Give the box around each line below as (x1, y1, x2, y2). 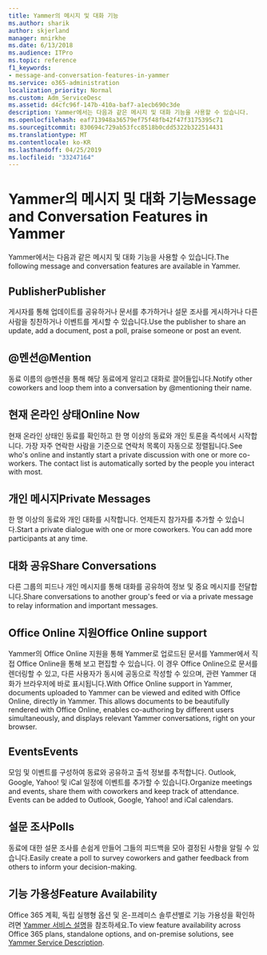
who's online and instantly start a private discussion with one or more (8, 449, 237, 459)
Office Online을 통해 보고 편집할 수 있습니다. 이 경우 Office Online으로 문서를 (16, 659, 258, 669)
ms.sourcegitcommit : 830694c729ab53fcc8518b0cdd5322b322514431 (8, 123, 224, 131)
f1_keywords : (8, 64, 52, 72)
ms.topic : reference (8, 57, 78, 65)
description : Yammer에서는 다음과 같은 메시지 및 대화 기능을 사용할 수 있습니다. (8, 109, 249, 117)
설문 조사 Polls (8, 820, 74, 834)
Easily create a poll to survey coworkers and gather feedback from (29, 852, 249, 862)
